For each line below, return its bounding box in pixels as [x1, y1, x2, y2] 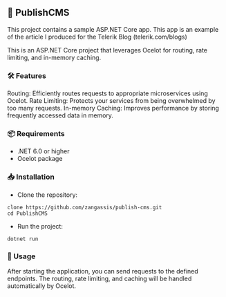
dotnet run [7, 236, 39, 242]
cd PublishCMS [7, 210, 48, 217]
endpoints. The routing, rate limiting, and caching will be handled [7, 274, 192, 282]
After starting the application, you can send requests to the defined [7, 267, 198, 275]
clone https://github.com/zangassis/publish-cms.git [7, 204, 162, 211]
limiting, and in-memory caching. [7, 53, 102, 61]
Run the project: [17, 222, 64, 230]
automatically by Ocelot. [7, 282, 77, 290]
